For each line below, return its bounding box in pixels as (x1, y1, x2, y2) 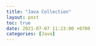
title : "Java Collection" (6, 8, 71, 15)
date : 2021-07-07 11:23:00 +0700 (6, 25, 91, 32)
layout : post (6, 14, 39, 20)
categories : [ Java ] (6, 31, 56, 37)
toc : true (6, 20, 31, 26)
